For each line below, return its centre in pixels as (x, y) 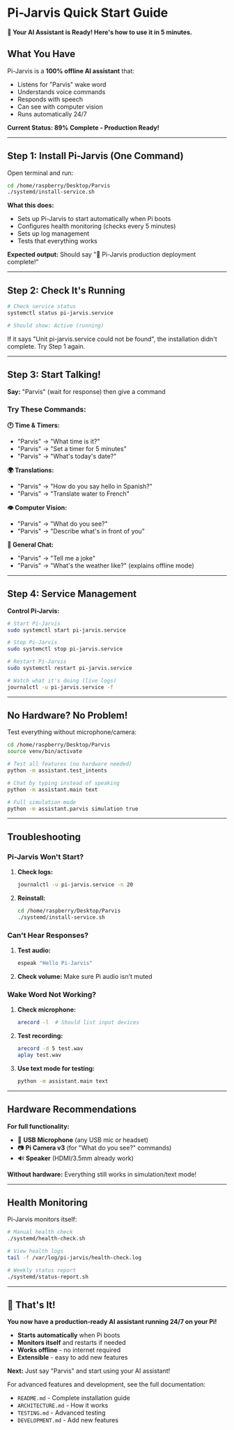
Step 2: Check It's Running (66, 290)
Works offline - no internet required (69, 1350)
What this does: (31, 205)
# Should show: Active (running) (56, 326)
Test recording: (40, 1036)
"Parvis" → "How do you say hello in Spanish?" (85, 486)
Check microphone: (47, 1010)
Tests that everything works (57, 241)
